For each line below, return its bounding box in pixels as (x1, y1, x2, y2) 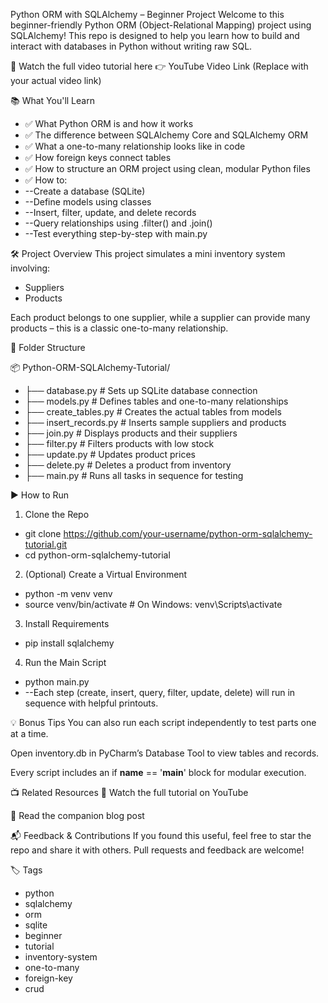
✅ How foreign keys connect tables (24, 152, 172, 163)
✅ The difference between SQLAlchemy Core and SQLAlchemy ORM (24, 129, 309, 141)
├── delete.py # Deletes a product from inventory (24, 459, 232, 471)
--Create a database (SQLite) (24, 185, 146, 197)
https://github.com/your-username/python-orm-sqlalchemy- (63, 528, 313, 539)
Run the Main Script (24, 657, 107, 668)
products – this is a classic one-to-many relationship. (10, 322, 229, 334)
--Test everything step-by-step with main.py (24, 228, 208, 239)
